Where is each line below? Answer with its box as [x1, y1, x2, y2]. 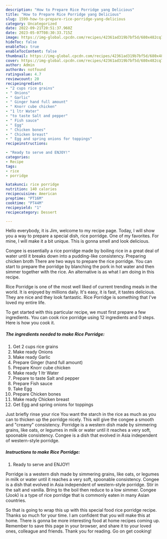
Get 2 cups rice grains [12, 343, 58, 350]
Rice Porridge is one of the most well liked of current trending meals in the [5, 284, 158, 290]
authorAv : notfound [5, 67, 46, 72]
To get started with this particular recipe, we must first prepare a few [5, 309, 146, 315]
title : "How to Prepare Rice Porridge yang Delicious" [5, 12, 121, 17]
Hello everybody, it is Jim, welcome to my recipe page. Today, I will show [5, 228, 155, 234]
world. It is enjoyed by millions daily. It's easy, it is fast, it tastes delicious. [5, 289, 155, 295]
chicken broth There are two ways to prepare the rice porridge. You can [5, 259, 153, 265]
